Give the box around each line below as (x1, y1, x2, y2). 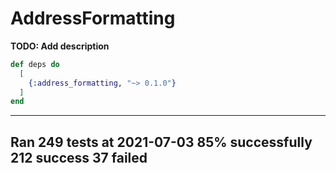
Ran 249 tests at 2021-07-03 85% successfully (10, 133, 313, 151)
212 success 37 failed (10, 149, 148, 166)
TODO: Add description (10, 40, 110, 52)
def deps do (10, 59, 60, 69)
